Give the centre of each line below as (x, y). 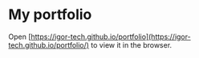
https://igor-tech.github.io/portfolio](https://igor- (111, 37)
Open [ (20, 37)
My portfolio (50, 15)
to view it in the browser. (132, 44)
